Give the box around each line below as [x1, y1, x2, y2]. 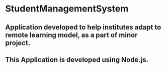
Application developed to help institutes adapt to [5, 23, 161, 31]
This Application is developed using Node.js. [5, 55, 149, 64]
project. [5, 38, 31, 47]
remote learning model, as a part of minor [5, 30, 138, 39]
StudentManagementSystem [5, 3, 129, 14]
